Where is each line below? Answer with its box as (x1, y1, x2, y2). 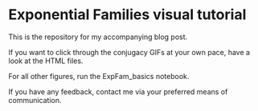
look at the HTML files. (8, 56, 84, 65)
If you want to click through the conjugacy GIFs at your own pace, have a (8, 47, 251, 57)
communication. (8, 95, 62, 105)
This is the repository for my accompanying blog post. (8, 32, 188, 42)
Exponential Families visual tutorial (8, 6, 247, 24)
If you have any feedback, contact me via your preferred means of (8, 86, 228, 97)
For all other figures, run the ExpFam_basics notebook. (8, 71, 190, 81)
